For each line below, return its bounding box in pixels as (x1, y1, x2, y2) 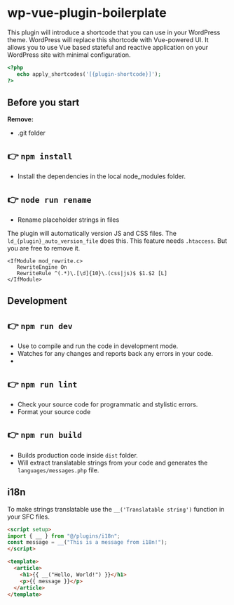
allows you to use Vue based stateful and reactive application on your (7, 43, 209, 51)
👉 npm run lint (7, 378, 78, 390)
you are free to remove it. (7, 244, 81, 252)
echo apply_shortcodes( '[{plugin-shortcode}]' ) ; (16, 70, 161, 78)
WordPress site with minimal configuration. (7, 51, 131, 59)
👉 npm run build (7, 429, 83, 441)
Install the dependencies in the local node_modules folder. (17, 172, 186, 180)
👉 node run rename (7, 193, 92, 205)
